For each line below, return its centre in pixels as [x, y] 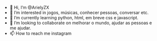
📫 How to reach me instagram [41, 33]
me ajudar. [20, 28]
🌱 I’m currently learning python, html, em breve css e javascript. [74, 18]
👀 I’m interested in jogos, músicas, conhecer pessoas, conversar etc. [79, 13]
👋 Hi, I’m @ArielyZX [29, 7]
